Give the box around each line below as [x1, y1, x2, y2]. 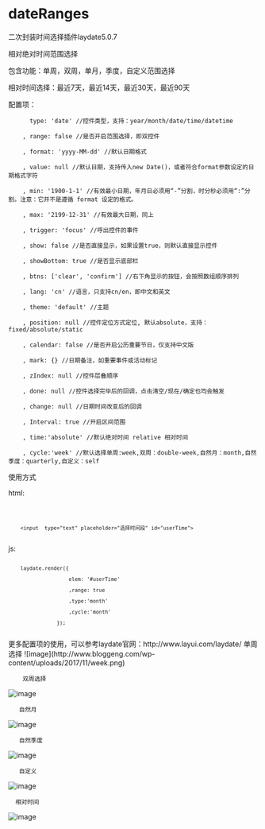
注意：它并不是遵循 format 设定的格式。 [19, 196, 137, 203]
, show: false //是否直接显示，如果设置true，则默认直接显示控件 [22, 242, 218, 250]
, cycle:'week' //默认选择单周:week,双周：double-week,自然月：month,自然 [22, 448, 257, 457]
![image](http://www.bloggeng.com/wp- [23, 649, 156, 658]
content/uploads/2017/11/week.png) [8, 657, 125, 668]
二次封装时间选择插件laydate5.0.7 [8, 32, 117, 41]
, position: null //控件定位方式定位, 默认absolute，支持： [22, 319, 209, 327]
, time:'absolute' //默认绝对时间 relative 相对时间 [22, 433, 189, 441]
